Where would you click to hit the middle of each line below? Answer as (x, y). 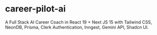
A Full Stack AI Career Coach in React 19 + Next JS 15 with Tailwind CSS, (78, 22)
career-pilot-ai (36, 9)
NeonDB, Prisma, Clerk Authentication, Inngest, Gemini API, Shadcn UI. (77, 27)
